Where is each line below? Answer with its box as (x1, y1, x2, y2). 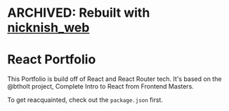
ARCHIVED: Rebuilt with (7, 5, 150, 21)
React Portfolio (7, 52, 96, 68)
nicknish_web (7, 20, 90, 36)
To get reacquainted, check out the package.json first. (7, 96, 164, 104)
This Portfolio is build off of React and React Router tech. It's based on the (7, 75, 222, 83)
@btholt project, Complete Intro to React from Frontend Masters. (7, 82, 195, 91)
